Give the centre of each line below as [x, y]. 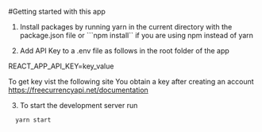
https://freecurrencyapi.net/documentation [78, 90]
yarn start [33, 120]
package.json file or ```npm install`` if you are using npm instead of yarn [137, 35]
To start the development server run [79, 105]
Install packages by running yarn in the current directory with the [126, 27]
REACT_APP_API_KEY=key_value [61, 66]
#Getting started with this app [57, 12]
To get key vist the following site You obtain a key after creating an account [131, 82]
